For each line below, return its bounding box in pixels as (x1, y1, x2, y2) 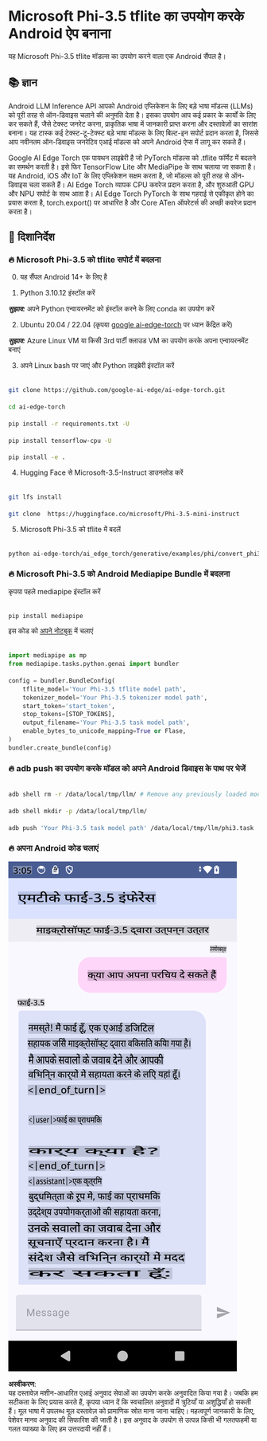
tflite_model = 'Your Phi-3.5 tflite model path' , (22, 685, 187, 693)
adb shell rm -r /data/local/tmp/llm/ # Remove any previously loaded (8, 790, 247, 799)
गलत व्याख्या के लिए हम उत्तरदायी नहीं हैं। (8, 1423, 111, 1433)
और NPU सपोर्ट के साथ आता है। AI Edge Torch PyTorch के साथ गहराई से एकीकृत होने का (8, 189, 254, 198)
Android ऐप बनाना (8, 25, 111, 43)
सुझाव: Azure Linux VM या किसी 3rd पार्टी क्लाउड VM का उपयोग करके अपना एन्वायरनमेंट (8, 336, 249, 346)
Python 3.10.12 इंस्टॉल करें (19, 288, 95, 298)
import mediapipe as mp (8, 652, 87, 660)
